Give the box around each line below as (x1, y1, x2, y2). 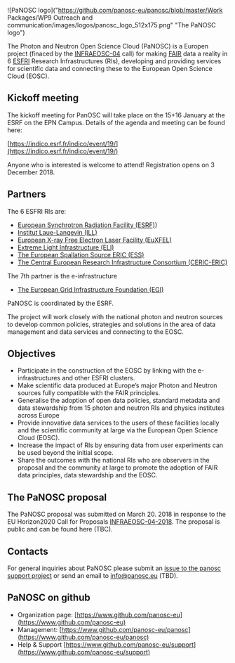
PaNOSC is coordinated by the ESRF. (7, 299, 114, 307)
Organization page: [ (17, 610, 77, 619)
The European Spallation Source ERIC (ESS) (17, 250, 145, 259)
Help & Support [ (17, 640, 67, 649)
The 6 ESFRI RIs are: (7, 207, 67, 215)
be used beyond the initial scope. (17, 449, 114, 457)
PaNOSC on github (7, 592, 90, 604)
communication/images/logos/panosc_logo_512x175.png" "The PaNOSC (7, 21, 216, 29)
